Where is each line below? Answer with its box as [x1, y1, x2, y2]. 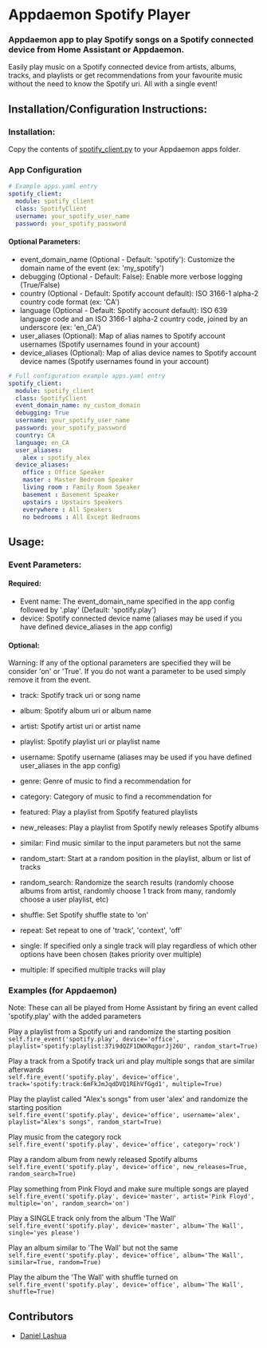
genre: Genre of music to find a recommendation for [19, 776, 191, 786]
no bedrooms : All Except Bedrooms [22, 513, 141, 521]
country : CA [15, 431, 56, 439]
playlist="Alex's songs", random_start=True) [8, 1118, 162, 1127]
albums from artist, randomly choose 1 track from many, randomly [19, 886, 237, 896]
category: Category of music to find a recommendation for [19, 792, 213, 802]
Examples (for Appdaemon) [8, 985, 117, 996]
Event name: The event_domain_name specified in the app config [19, 597, 235, 606]
